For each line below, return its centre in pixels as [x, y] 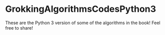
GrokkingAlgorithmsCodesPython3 [81, 9]
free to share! [19, 28]
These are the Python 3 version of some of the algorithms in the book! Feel [83, 23]
